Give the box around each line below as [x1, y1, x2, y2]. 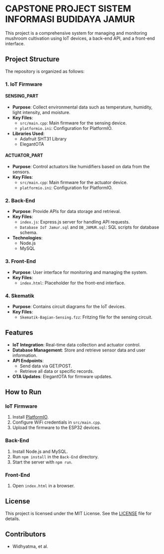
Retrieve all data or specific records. [19, 368, 94, 374]
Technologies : [12, 235, 43, 241]
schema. [19, 229, 38, 235]
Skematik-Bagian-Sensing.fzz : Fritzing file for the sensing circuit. [19, 314, 153, 320]
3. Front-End [5, 258, 36, 265]
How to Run [5, 388, 42, 396]
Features [5, 329, 33, 337]
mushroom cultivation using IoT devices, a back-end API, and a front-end [5, 35, 155, 41]
